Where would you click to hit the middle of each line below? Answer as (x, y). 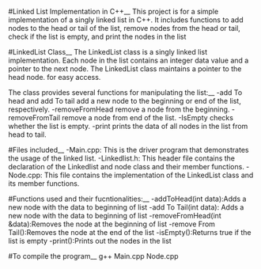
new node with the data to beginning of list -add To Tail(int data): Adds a (126, 207)
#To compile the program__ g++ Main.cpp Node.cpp (94, 256)
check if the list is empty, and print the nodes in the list (97, 36)
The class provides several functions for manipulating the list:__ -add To (125, 93)
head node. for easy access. (55, 77)
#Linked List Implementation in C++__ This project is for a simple (113, 11)
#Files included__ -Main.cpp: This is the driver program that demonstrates (129, 150)
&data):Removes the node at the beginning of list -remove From (112, 224)
